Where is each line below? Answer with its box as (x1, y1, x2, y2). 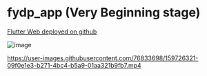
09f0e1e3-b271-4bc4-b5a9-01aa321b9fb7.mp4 (7, 61, 141, 69)
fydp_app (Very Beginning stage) (7, 5, 201, 21)
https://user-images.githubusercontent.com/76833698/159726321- (7, 53, 199, 62)
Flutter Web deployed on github (7, 27, 97, 36)
